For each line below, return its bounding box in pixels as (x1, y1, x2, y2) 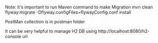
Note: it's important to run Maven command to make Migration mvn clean (5, 4, 153, 10)
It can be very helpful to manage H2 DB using (5, 28, 97, 34)
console (5, 34, 22, 39)
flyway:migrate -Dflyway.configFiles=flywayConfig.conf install (5, 9, 132, 15)
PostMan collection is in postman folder (5, 19, 85, 24)
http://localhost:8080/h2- (98, 28, 150, 34)
